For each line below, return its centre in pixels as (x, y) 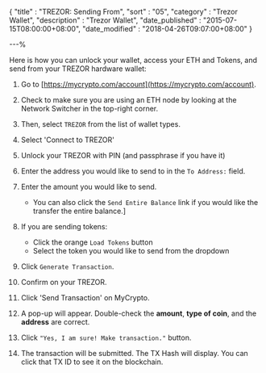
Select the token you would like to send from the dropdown (131, 251)
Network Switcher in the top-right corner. (89, 109)
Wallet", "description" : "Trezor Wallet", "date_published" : (105, 20)
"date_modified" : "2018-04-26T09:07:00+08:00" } (168, 29)
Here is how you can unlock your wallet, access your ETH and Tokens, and (133, 60)
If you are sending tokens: (64, 226)
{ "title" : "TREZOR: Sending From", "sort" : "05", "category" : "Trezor (124, 12)
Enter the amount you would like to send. (89, 186)
